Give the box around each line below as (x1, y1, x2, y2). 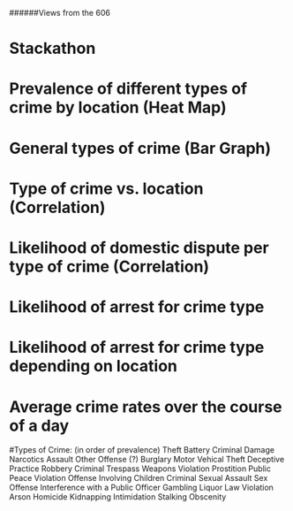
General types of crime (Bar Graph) (9, 138, 272, 158)
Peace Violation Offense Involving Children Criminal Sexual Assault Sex (9, 473, 268, 484)
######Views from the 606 (9, 8, 110, 18)
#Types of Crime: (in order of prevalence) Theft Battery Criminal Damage (9, 445, 275, 455)
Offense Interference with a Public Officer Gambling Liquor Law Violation (9, 482, 274, 493)
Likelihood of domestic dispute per (9, 238, 269, 257)
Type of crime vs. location (9, 179, 204, 198)
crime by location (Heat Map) (9, 97, 227, 118)
